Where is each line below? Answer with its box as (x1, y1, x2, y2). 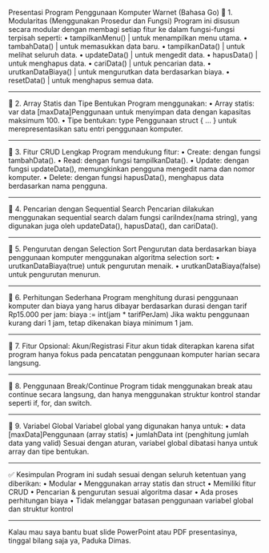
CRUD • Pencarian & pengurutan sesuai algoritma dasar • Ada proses (8, 487, 239, 496)
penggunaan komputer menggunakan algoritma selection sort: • (8, 253, 220, 262)
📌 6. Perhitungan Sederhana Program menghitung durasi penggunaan (8, 293, 239, 302)
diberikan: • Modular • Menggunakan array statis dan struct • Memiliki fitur (8, 479, 256, 488)
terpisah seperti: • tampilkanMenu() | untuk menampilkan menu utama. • (8, 33, 248, 42)
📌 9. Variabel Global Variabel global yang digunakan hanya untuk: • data (8, 421, 246, 431)
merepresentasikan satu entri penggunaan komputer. (8, 124, 183, 134)
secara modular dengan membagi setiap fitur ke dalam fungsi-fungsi (8, 25, 235, 34)
